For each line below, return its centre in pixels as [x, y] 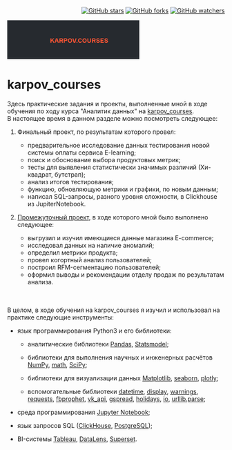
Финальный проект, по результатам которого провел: [96, 132]
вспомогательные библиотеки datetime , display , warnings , [113, 391]
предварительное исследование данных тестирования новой [118, 145]
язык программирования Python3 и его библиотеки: [94, 331]
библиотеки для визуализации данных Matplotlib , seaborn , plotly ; [123, 378]
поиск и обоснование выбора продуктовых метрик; [104, 159]
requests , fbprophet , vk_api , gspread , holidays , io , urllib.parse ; [116, 399]
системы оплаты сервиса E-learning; [82, 153]
